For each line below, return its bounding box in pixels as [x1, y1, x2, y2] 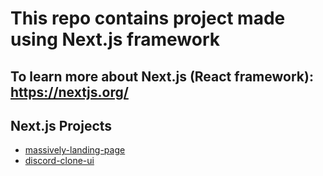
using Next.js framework [10, 28, 221, 51]
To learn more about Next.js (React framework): [10, 68, 314, 85]
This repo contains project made [10, 7, 286, 30]
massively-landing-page [24, 144, 126, 156]
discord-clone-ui [24, 155, 95, 167]
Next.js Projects [10, 117, 113, 134]
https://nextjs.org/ [10, 83, 129, 101]
